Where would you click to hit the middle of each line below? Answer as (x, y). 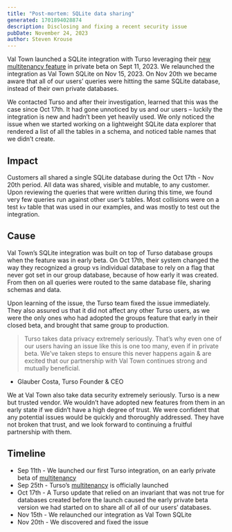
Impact (23, 161)
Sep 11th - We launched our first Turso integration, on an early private (116, 470)
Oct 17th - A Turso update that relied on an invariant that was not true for (121, 492)
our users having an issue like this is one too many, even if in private (122, 346)
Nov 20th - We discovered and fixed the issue (83, 522)
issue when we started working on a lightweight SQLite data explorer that (112, 124)
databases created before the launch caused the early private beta (113, 499)
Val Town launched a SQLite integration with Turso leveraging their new (109, 59)
